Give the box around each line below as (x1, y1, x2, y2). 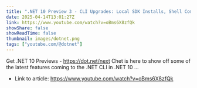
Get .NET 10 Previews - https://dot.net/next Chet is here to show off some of (6, 57, 191, 65)
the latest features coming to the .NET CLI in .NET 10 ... (6, 63, 139, 70)
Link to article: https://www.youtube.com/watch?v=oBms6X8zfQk (14, 75, 174, 82)
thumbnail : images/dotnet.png (6, 36, 80, 42)
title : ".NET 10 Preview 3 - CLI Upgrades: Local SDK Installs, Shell (6, 8, 182, 15)
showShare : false (6, 25, 49, 31)
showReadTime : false (6, 31, 57, 36)
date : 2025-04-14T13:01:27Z (6, 14, 75, 20)
